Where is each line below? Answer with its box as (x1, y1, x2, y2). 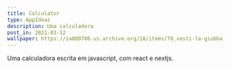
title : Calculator (7, 10, 60, 17)
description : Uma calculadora (7, 23, 94, 29)
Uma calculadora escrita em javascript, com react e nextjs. (7, 54, 174, 62)
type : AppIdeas (7, 16, 51, 23)
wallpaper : (7, 36, 38, 42)
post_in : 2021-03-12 (7, 29, 67, 36)
